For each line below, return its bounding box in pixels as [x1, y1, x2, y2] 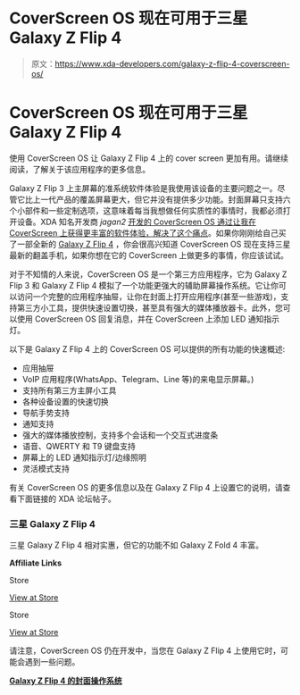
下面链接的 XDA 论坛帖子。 [16, 493, 116, 504]
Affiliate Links [9, 557, 62, 568]
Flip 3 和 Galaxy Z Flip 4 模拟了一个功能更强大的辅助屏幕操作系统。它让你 [9, 280, 279, 290]
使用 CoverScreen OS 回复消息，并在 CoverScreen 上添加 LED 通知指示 [16, 314, 279, 324]
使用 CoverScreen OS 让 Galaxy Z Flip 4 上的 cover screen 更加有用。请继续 [9, 153, 288, 163]
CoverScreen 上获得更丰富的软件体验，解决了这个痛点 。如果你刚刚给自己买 [9, 227, 287, 238]
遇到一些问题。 [24, 657, 80, 667]
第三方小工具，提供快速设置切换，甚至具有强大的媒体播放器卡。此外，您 [16, 302, 283, 313]
